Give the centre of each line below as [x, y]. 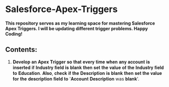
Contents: [21, 50]
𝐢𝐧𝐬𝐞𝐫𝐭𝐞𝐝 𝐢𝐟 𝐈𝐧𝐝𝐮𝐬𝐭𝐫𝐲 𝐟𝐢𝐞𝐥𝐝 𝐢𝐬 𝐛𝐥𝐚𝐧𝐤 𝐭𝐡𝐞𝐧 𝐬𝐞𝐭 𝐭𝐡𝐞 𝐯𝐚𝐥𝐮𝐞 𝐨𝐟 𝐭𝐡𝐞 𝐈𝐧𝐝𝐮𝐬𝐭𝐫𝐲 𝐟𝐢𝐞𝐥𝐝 [88, 67]
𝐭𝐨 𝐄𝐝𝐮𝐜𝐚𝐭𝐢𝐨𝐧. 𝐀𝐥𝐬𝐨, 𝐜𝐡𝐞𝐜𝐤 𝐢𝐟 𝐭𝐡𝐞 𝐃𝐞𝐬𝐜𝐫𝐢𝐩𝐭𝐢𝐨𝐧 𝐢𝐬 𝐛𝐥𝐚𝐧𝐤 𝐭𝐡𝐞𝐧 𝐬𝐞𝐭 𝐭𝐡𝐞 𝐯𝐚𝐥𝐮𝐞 [87, 73]
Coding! [14, 34]
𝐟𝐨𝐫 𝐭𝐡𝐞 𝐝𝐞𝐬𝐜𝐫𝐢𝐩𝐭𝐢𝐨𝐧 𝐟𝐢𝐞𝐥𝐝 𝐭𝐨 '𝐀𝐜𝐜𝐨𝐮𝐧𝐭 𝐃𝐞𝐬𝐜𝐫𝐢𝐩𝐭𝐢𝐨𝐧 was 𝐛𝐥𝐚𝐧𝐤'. [76, 78]
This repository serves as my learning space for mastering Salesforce [80, 23]
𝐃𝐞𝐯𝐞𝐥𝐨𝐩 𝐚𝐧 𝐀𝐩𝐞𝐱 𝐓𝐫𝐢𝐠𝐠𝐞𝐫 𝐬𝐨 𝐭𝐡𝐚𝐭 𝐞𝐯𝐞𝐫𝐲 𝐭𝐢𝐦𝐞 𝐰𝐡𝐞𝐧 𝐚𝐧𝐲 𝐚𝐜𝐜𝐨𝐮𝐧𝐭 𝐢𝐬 [81, 62]
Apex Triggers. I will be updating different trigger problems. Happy [77, 28]
